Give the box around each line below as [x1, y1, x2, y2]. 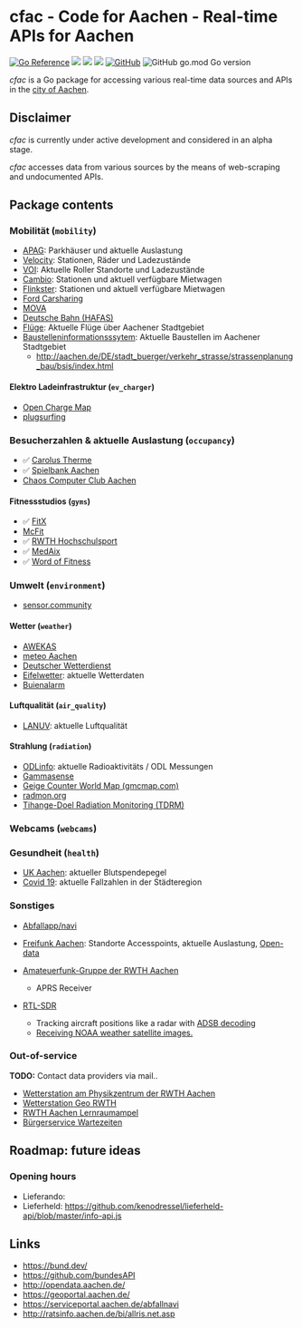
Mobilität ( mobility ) [9, 225, 97, 237]
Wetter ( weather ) [9, 621, 72, 632]
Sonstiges [9, 899, 55, 912]
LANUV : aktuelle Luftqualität [22, 720, 128, 731]
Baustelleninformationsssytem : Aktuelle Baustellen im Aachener [22, 332, 260, 343]
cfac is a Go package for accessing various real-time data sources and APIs [9, 74, 293, 85]
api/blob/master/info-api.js [22, 1210, 122, 1221]
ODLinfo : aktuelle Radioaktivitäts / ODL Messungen [22, 761, 213, 772]
